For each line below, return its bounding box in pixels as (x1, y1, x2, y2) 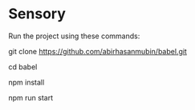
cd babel (8, 61, 38, 72)
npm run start (8, 92, 54, 102)
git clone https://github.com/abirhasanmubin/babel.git (8, 46, 187, 56)
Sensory (8, 5, 66, 23)
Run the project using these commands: (8, 31, 140, 41)
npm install (8, 77, 45, 87)
